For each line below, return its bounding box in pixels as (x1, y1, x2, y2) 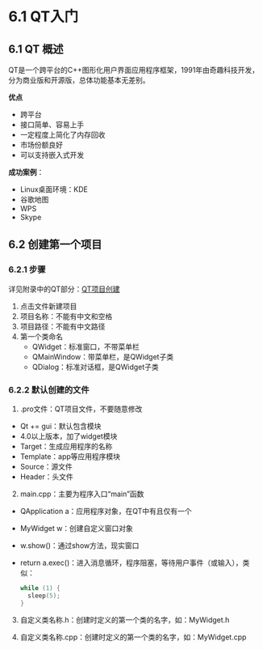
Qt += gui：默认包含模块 (19, 421, 102, 431)
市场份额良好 (19, 140, 63, 150)
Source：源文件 (19, 461, 73, 471)
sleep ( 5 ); (27, 592, 61, 600)
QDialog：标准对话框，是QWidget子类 (31, 362, 159, 372)
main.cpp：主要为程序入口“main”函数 (19, 489, 144, 499)
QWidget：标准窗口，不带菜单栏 (31, 342, 140, 351)
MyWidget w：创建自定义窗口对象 (19, 523, 133, 533)
